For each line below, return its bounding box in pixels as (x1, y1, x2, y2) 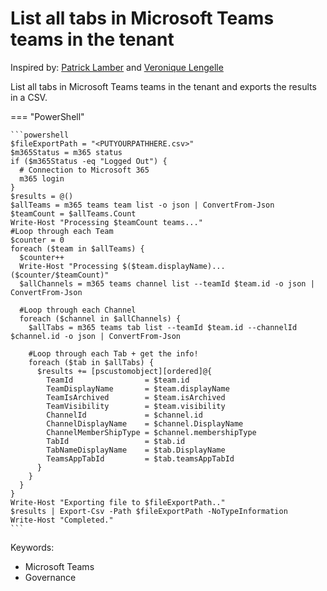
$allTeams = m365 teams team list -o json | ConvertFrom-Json (10, 200, 275, 210)
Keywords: (10, 541, 55, 553)
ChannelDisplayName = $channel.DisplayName (46, 418, 244, 429)
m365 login (19, 173, 65, 184)
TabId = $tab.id (46, 436, 186, 446)
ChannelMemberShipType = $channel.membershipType (46, 427, 257, 437)
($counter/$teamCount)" (10, 270, 110, 280)
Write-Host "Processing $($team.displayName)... (19, 261, 226, 271)
